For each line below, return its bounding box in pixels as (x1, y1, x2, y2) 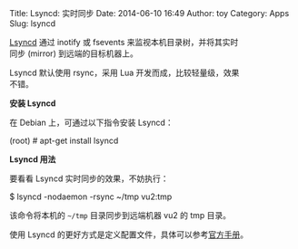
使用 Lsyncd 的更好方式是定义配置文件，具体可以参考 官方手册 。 (9, 229, 248, 240)
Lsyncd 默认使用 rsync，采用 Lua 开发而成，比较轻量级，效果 (9, 67, 240, 78)
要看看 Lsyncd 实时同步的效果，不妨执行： (9, 173, 169, 184)
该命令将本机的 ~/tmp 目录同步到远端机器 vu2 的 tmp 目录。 (9, 210, 232, 220)
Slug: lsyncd (9, 18, 56, 29)
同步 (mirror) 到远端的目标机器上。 (9, 48, 138, 59)
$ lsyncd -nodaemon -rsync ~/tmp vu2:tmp (9, 191, 173, 202)
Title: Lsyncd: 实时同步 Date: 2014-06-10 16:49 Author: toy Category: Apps (9, 8, 290, 18)
